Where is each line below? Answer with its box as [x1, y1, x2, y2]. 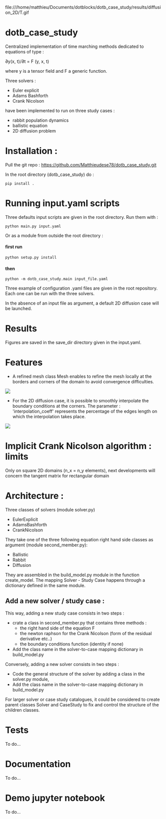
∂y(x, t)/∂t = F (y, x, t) [5, 58, 49, 64]
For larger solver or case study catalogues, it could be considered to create [5, 696, 160, 702]
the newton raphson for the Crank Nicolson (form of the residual [19, 630, 152, 636]
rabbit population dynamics [12, 117, 69, 123]
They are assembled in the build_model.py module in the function [5, 572, 140, 578]
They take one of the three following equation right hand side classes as [5, 536, 154, 542]
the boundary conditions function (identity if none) [19, 641, 124, 647]
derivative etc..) [19, 636, 52, 642]
